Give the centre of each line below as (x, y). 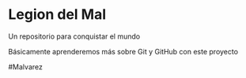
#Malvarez (26, 67)
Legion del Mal (57, 15)
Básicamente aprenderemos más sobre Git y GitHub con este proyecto (123, 51)
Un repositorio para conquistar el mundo (74, 36)
